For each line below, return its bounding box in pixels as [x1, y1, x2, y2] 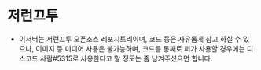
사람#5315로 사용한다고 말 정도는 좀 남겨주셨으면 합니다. [39, 54, 213, 63]
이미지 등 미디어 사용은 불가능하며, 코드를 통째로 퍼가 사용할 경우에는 [35, 44, 245, 53]
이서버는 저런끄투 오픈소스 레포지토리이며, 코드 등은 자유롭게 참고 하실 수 [18, 34, 241, 44]
